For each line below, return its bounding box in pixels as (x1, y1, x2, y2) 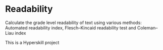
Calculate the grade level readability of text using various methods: (5, 20, 142, 25)
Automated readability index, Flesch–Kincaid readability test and (5, 25, 136, 30)
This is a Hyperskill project (5, 39, 59, 45)
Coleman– (137, 25, 158, 30)
